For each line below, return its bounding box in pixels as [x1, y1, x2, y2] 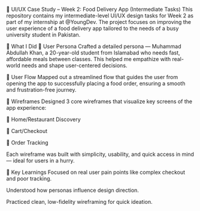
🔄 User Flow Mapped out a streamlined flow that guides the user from [6, 74, 178, 80]
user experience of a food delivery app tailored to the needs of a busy [6, 25, 179, 32]
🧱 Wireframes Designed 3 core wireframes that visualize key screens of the [6, 98, 193, 105]
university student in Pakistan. [6, 31, 81, 38]
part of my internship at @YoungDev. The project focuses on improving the [6, 19, 192, 25]
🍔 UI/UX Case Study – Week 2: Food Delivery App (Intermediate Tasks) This [6, 6, 193, 13]
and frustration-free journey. [6, 86, 77, 93]
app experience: [6, 104, 47, 111]
